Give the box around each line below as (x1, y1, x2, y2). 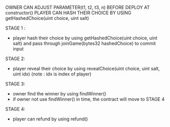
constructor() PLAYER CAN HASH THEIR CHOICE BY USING (5, 10, 132, 16)
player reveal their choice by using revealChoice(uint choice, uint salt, (12, 66, 160, 71)
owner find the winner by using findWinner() (12, 91, 107, 96)
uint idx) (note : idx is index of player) (12, 71, 92, 77)
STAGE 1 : (5, 25, 26, 31)
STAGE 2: (5, 56, 26, 62)
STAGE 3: (5, 81, 26, 87)
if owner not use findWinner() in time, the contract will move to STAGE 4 (12, 96, 165, 102)
